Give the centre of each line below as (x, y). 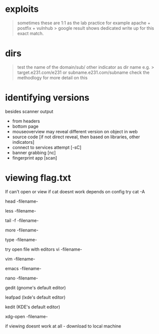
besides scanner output (29, 111)
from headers (26, 121)
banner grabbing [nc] (34, 153)
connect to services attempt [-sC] (47, 147)
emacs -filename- (23, 268)
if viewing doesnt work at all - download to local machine (63, 326)
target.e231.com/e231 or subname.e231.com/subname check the (83, 72)
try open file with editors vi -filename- (44, 249)
